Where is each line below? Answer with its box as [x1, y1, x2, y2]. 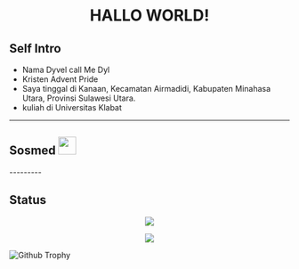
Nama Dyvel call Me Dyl [21, 64, 110, 75]
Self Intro [9, 41, 61, 56]
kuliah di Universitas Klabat [21, 102, 123, 112]
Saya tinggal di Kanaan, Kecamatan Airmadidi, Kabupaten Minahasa [21, 84, 271, 94]
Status [9, 192, 47, 208]
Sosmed [9, 143, 56, 159]
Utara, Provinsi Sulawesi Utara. [21, 93, 136, 103]
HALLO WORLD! [89, 5, 210, 26]
